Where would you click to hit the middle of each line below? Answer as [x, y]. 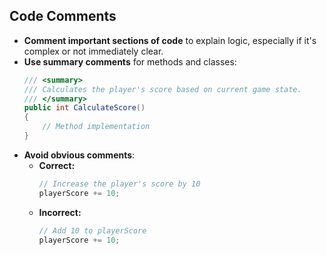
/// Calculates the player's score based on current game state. [162, 89]
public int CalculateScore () [84, 108]
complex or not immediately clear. [93, 51]
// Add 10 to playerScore [92, 230]
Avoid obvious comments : [79, 155]
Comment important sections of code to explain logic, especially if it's [170, 40]
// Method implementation [96, 127]
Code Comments [63, 16]
